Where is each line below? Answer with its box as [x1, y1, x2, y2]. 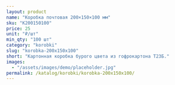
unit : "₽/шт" [6, 31, 39, 37]
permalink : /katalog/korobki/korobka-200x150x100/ [6, 70, 135, 76]
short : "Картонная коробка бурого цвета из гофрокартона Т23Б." [6, 53, 170, 59]
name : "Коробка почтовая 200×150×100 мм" [6, 14, 111, 20]
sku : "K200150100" [6, 20, 52, 26]
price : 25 [6, 25, 31, 32]
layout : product [6, 8, 47, 15]
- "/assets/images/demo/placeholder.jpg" [11, 64, 116, 71]
